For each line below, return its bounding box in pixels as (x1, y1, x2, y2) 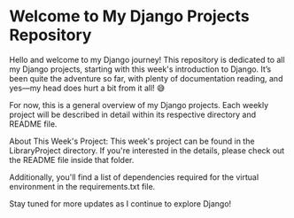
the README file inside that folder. (9, 154, 135, 165)
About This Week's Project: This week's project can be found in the (9, 136, 255, 146)
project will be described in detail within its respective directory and (9, 109, 257, 120)
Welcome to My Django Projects (9, 6, 250, 27)
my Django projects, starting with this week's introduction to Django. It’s (9, 64, 272, 74)
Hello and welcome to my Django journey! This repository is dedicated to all (9, 54, 285, 65)
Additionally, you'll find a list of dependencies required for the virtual (9, 171, 259, 183)
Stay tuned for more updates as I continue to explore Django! (9, 198, 232, 209)
